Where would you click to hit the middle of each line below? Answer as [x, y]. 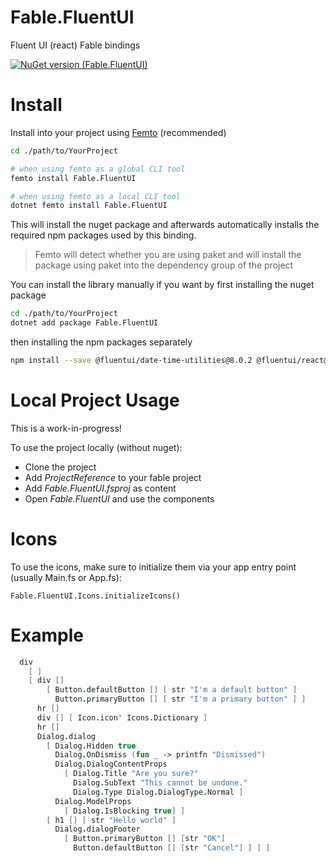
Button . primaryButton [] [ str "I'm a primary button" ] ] [180, 699]
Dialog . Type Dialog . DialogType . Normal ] [158, 792]
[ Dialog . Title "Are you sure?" [131, 774]
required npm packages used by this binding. [103, 235]
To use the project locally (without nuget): [96, 447]
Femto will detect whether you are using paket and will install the [168, 255]
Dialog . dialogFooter [97, 829]
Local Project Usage [95, 400]
